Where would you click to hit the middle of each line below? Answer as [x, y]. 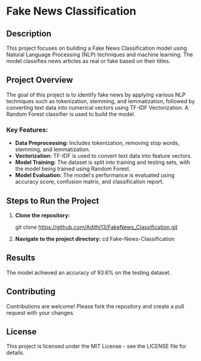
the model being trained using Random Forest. [73, 169]
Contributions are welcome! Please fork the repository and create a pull [95, 306]
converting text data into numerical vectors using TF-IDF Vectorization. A [97, 107]
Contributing [31, 292]
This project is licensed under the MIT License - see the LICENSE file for [96, 346]
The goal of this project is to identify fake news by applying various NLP [96, 95]
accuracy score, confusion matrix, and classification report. [89, 182]
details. [15, 353]
